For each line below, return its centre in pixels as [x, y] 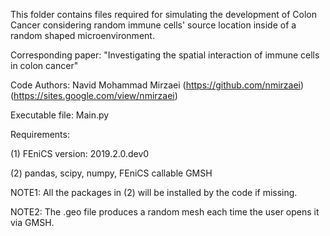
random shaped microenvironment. [82, 35]
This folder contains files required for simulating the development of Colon [163, 14]
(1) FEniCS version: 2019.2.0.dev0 [80, 153]
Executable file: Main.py [60, 115]
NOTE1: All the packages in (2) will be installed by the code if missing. [154, 192]
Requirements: [40, 134]
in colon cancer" [44, 65]
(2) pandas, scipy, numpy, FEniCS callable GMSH [111, 173]
